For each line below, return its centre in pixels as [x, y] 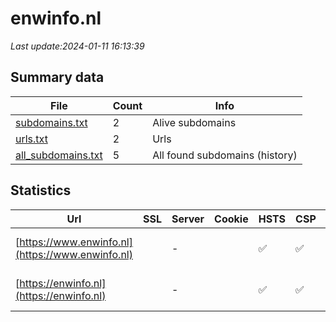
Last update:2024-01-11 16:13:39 [77, 46]
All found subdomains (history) [225, 155]
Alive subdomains [194, 122]
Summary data [57, 77]
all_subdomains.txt [59, 155]
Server [188, 219]
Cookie [231, 219]
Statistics [41, 190]
